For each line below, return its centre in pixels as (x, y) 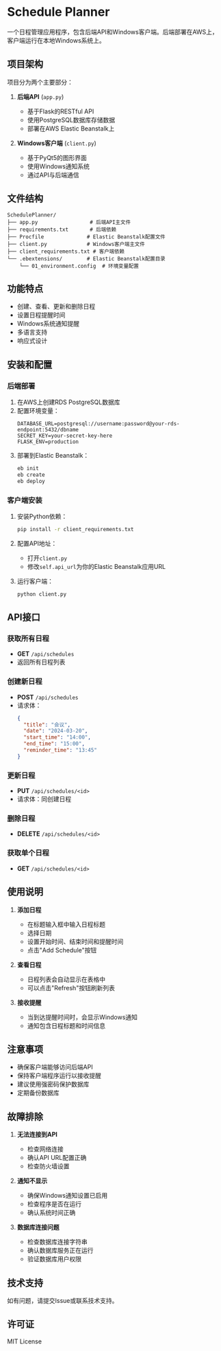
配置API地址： (37, 543)
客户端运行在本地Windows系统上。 (56, 40)
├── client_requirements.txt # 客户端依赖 (66, 252)
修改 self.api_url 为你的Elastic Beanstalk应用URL (96, 566)
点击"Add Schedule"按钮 (62, 950)
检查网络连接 (45, 1149)
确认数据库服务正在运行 (60, 1251)
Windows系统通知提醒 (48, 324)
